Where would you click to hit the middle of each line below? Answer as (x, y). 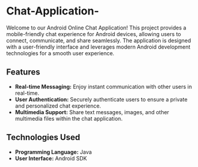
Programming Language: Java (53, 152)
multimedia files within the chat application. (69, 118)
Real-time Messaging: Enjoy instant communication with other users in (104, 87)
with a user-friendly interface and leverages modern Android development (98, 47)
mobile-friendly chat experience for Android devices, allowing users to (94, 34)
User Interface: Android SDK (51, 158)
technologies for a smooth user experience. (60, 53)
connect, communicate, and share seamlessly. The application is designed (99, 40)
